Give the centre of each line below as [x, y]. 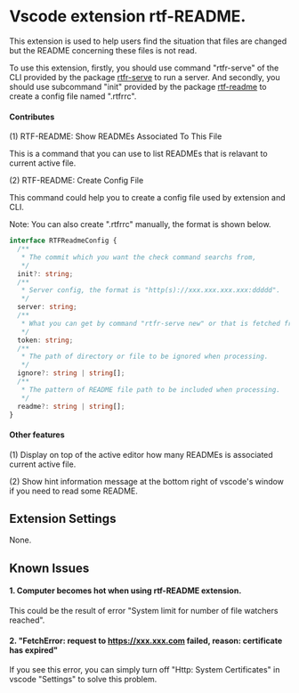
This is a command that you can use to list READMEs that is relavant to [139, 154]
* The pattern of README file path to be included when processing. [150, 389]
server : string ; [47, 307]
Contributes [32, 117]
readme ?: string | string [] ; [71, 406]
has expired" [34, 650]
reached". [27, 620]
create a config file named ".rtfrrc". [73, 96]
